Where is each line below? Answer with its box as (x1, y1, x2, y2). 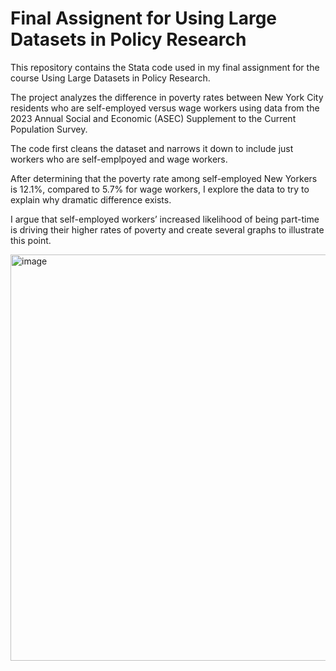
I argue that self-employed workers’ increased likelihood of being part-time (10, 213, 320, 225)
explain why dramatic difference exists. (10, 193, 172, 206)
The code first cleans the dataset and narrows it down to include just (10, 142, 294, 154)
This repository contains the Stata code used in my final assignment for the (10, 61, 320, 73)
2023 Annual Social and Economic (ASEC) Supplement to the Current (10, 112, 297, 124)
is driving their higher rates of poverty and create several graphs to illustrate (10, 223, 325, 236)
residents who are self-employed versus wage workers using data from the (10, 102, 320, 114)
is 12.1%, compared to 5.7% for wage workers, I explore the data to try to (10, 183, 310, 195)
